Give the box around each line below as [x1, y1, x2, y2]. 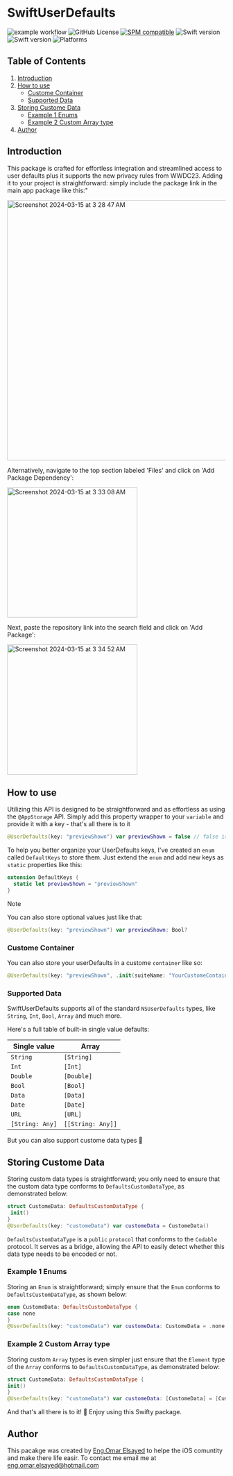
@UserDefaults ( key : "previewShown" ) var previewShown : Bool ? [7, 926, 188, 933]
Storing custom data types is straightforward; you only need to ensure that [7, 1175, 221, 1183]
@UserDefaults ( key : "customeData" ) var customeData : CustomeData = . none [7, 1323, 225, 1330]
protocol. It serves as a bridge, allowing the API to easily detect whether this [7, 1242, 225, 1250]
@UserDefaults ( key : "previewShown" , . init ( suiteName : [7, 972, 166, 980]
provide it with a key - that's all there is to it [7, 820, 130, 828]
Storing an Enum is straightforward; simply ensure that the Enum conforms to [7, 1282, 221, 1291]
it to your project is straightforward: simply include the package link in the [7, 178, 217, 187]
